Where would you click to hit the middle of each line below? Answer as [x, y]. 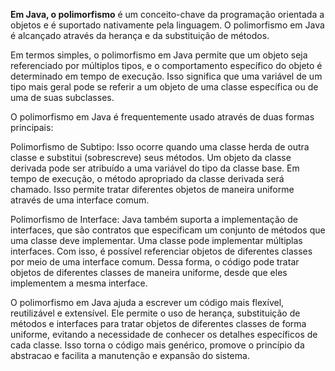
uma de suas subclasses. [62, 97]
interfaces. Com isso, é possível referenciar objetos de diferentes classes [161, 251]
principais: [32, 127]
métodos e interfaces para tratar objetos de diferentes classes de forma [158, 323]
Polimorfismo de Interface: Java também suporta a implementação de [154, 219]
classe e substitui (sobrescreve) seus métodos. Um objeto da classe [151, 157]
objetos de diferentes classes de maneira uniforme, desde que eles [149, 272]
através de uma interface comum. [80, 200]
